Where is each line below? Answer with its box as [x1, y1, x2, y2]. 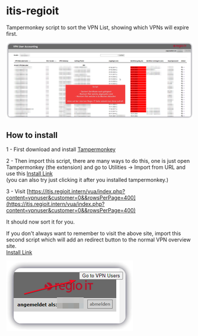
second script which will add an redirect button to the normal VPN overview [6, 236, 191, 243]
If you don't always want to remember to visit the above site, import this [6, 230, 181, 237]
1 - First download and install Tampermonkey [6, 146, 116, 153]
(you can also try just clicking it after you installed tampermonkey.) [6, 177, 169, 184]
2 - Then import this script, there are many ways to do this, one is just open [6, 158, 190, 165]
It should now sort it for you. [6, 218, 75, 225]
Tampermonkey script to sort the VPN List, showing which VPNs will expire [6, 24, 189, 31]
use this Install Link [6, 170, 53, 177]
